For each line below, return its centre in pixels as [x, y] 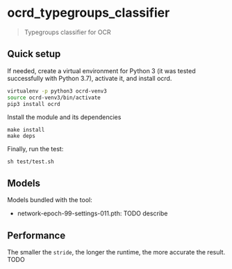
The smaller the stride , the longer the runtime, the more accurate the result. [116, 252]
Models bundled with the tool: [50, 200]
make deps [22, 136]
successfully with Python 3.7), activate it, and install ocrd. [90, 78]
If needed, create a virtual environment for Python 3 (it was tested [101, 70]
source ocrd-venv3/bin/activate [54, 98]
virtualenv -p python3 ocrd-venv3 [57, 91]
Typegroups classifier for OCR [67, 32]
